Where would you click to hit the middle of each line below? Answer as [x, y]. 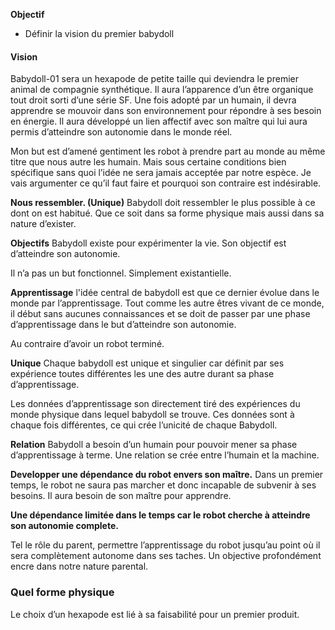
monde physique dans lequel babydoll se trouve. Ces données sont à [152, 415]
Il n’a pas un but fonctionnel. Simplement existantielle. [121, 273]
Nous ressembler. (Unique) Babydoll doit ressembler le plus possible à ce [163, 203]
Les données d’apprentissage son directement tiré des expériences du [155, 404]
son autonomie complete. [64, 526]
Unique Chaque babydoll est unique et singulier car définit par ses [147, 363]
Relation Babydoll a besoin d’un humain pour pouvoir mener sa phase [154, 445]
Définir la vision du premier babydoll [99, 33]
